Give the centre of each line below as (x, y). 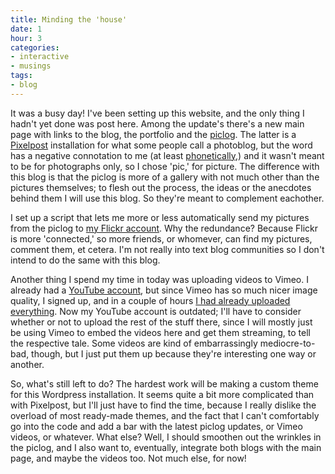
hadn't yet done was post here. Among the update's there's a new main (157, 123)
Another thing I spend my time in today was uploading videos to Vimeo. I (159, 279)
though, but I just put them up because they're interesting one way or (174, 353)
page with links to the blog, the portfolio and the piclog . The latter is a (153, 134)
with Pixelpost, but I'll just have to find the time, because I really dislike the (163, 405)
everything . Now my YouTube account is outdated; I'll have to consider (156, 311)
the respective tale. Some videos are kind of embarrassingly (134, 343)
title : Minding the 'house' (69, 19)
